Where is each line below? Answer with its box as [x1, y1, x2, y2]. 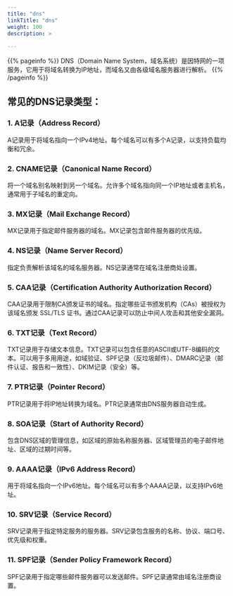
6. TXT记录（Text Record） [7, 328, 101, 338]
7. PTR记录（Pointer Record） [7, 382, 110, 392]
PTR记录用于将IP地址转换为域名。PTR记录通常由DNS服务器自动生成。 [7, 399, 210, 408]
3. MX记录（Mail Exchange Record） [7, 209, 135, 219]
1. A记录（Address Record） [7, 118, 105, 128]
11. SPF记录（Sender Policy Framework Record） [7, 555, 177, 565]
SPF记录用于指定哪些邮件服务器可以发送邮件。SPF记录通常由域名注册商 [7, 572, 216, 581]
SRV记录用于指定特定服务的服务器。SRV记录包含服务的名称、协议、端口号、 [7, 527, 229, 535]
